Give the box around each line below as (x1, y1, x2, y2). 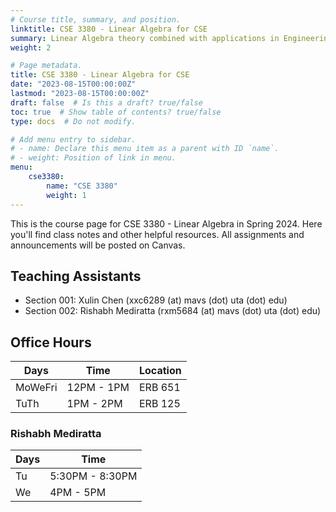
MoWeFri (15, 381, 58, 395)
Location (138, 364, 182, 378)
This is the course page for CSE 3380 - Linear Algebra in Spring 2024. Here (10, 217, 323, 230)
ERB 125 (138, 397, 181, 411)
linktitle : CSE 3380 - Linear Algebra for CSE (10, 24, 208, 34)
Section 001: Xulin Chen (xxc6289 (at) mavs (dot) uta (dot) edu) (24, 294, 288, 306)
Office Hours (10, 334, 92, 351)
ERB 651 (138, 381, 181, 395)
